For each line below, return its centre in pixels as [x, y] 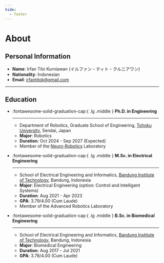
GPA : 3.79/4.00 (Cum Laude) [49, 201]
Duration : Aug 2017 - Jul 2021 [50, 251]
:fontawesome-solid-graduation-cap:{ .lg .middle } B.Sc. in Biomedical [83, 215]
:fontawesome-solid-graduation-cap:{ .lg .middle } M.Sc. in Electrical [82, 156]
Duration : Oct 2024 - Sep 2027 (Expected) [63, 141]
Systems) [29, 191]
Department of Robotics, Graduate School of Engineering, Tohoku [86, 125]
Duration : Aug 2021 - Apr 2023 [51, 196]
